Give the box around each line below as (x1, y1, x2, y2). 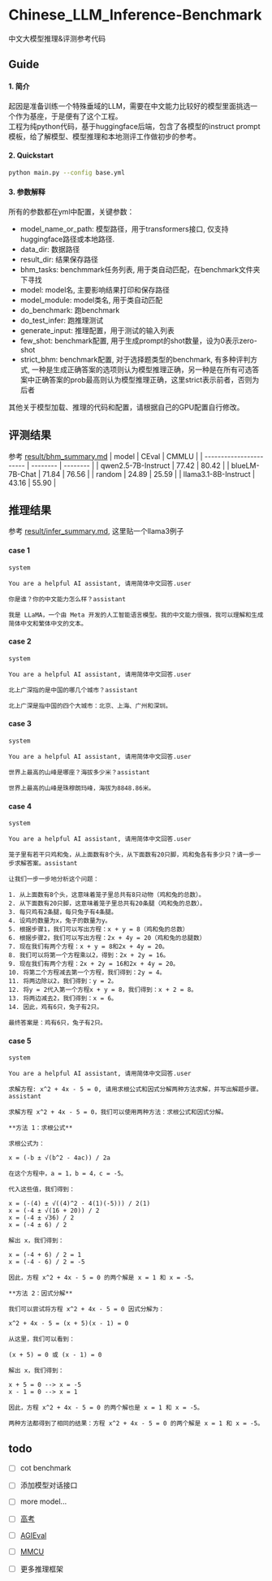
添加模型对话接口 (19, 1480, 78, 1490)
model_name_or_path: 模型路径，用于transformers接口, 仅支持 (19, 223, 229, 233)
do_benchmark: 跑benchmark (19, 305, 120, 314)
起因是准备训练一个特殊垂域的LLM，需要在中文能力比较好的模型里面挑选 (8, 101, 251, 110)
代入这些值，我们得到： (8, 1185, 76, 1193)
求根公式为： (8, 1140, 45, 1148)
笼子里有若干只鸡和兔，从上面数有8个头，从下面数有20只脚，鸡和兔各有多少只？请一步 (8, 851, 256, 859)
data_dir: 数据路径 (19, 244, 80, 253)
